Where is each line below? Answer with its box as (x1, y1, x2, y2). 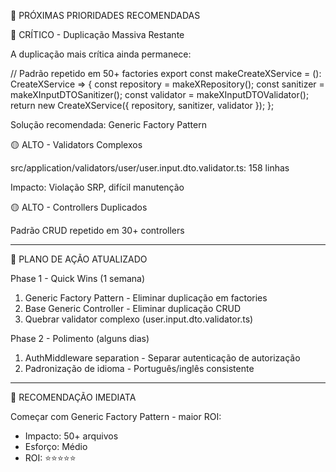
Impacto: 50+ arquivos (24, 430, 119, 442)
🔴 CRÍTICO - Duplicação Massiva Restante (10, 29, 185, 40)
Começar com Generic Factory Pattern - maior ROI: (10, 411, 222, 422)
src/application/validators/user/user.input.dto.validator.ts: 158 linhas (10, 162, 290, 174)
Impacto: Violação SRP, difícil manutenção (10, 181, 185, 193)
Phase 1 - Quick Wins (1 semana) (10, 273, 146, 284)
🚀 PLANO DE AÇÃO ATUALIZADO (10, 253, 148, 265)
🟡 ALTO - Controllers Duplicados (10, 201, 148, 213)
